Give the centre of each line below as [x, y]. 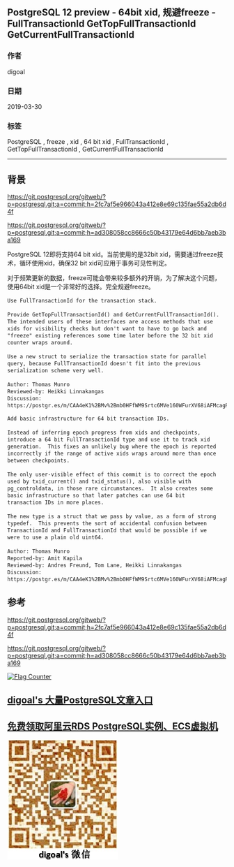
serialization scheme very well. [56, 371]
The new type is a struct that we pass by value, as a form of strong [112, 517]
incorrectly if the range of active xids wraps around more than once [112, 454]
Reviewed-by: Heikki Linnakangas [56, 392]
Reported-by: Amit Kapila [45, 559]
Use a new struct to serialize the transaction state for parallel [107, 357]
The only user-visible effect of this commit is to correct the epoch [112, 475]
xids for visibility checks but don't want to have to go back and [107, 329]
